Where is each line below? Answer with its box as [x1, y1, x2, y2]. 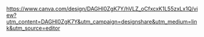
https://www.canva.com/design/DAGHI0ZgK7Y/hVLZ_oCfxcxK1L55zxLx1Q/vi [6, 5, 198, 12]
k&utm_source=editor [6, 24, 60, 32]
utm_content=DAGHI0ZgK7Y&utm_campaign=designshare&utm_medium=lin [6, 18, 197, 25]
